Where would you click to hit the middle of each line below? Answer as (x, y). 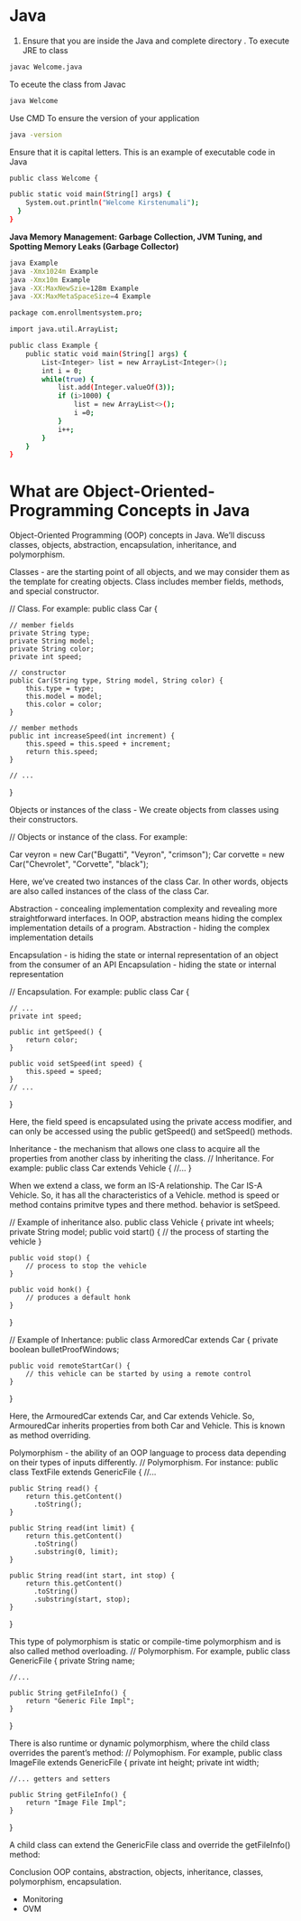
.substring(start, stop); (82, 1600)
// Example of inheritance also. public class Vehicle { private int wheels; (142, 1222)
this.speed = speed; (64, 1072)
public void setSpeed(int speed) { (76, 1064)
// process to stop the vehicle (86, 1267)
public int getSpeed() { (56, 1032)
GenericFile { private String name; (72, 1661)
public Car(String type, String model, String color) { (116, 681)
